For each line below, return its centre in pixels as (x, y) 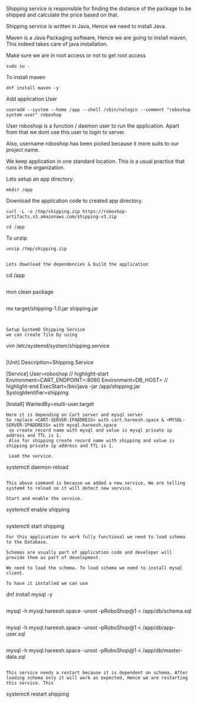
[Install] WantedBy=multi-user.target (50, 404)
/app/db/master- (163, 650)
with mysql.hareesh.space (85, 425)
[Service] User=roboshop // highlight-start (57, 374)
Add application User (32, 99)
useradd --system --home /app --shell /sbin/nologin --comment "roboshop (98, 110)
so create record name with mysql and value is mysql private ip (90, 430)
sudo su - (18, 66)
